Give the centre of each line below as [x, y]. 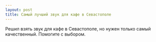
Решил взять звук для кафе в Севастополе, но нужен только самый [78, 28]
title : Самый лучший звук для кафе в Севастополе [58, 14]
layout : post [19, 10]
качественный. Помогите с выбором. [46, 34]
